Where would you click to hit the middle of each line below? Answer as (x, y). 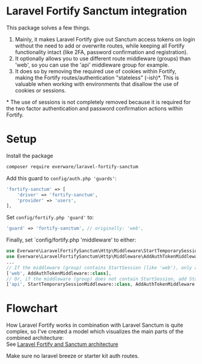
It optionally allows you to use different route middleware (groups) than (103, 58)
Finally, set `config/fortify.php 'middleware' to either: (71, 240)
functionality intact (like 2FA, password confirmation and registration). (101, 52)
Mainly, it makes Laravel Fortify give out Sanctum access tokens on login (105, 39)
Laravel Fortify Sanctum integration (97, 11)
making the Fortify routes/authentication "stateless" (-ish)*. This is (97, 77)
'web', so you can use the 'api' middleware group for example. (92, 65)
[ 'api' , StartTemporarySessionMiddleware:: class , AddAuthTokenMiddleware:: (103, 284)
